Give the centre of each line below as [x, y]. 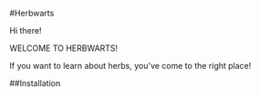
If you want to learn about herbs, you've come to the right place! [130, 66]
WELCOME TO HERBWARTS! [64, 48]
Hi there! [26, 30]
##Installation [35, 83]
